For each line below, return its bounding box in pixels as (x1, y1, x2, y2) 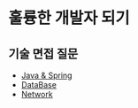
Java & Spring (20, 70, 73, 81)
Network (20, 89, 54, 99)
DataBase (20, 80, 57, 89)
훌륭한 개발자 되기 (8, 8, 130, 28)
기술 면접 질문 (8, 46, 79, 61)
